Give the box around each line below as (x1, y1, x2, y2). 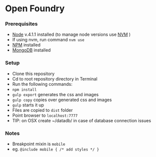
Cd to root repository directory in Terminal (12, 76, 98, 81)
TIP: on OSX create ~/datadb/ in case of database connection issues (12, 117, 151, 123)
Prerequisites (5, 21, 38, 27)
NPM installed (12, 42, 41, 48)
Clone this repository (12, 71, 55, 77)
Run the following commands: (12, 81, 73, 87)
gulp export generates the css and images (12, 91, 99, 97)
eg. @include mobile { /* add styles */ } (12, 146, 100, 152)
